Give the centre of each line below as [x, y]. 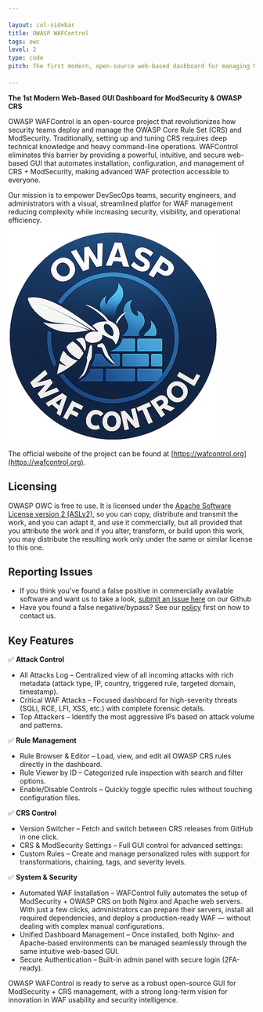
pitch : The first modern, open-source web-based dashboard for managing [129, 67]
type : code [26, 58]
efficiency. [25, 220]
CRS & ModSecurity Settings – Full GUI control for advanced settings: [131, 846]
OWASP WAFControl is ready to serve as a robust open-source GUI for [122, 983]
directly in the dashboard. [61, 765]
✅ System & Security [43, 877]
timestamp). [39, 692]
